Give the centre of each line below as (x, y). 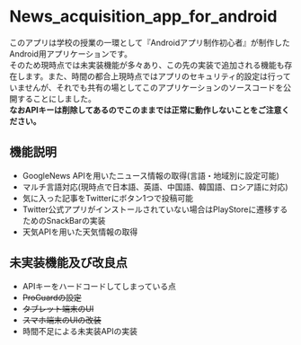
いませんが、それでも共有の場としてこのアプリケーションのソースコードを (146, 87)
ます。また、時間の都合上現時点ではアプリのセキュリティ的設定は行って (158, 76)
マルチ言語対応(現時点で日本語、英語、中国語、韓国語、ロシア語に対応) (155, 187)
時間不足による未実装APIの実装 (80, 331)
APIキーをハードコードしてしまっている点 (99, 286)
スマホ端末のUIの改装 (62, 320)
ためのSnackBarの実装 (64, 220)
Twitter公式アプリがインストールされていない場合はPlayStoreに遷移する (155, 209)
